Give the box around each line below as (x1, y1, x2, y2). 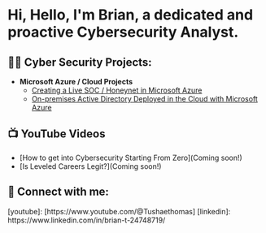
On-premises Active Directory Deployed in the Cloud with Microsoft (31, 94, 258, 103)
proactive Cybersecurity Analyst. (7, 23, 239, 41)
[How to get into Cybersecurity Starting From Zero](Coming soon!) (19, 153, 243, 162)
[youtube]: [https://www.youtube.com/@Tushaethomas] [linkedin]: (7, 206, 231, 216)
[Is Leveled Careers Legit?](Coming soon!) (19, 161, 162, 171)
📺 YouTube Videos (7, 127, 106, 141)
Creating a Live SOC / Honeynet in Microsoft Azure (31, 85, 203, 95)
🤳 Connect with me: (7, 185, 109, 199)
